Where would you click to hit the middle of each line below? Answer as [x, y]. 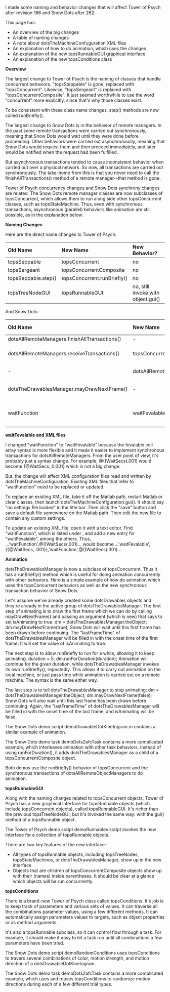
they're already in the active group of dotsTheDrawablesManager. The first [83, 606]
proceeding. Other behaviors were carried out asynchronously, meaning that [85, 141]
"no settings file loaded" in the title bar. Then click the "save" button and [81, 507]
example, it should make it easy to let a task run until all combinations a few [84, 938]
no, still [141, 286]
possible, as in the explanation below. [44, 215]
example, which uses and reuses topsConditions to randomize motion [78, 979]
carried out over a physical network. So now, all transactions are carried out [84, 167]
